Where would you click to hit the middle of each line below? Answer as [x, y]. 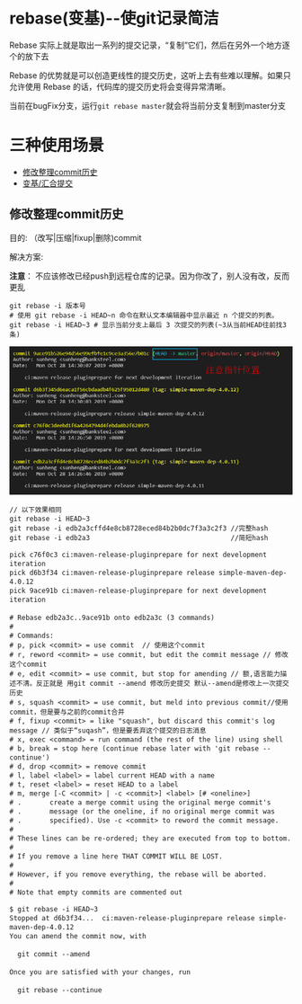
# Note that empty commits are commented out [96, 893]
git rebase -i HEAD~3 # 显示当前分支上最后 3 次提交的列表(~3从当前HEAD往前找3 [148, 324]
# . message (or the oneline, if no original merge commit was [142, 812]
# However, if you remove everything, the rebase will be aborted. [138, 875]
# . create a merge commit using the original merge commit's [140, 803]
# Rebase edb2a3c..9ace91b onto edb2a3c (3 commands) [112, 618]
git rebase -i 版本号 [48, 306]
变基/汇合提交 [48, 183]
